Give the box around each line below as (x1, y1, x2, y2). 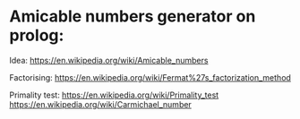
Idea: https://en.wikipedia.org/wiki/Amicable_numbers (9, 55, 209, 65)
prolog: (9, 25, 64, 46)
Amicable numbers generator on (9, 6, 256, 27)
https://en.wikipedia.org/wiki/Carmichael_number (9, 98, 193, 109)
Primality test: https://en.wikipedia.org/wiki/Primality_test (9, 89, 219, 100)
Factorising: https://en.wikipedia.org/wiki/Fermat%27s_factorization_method (9, 72, 291, 82)
